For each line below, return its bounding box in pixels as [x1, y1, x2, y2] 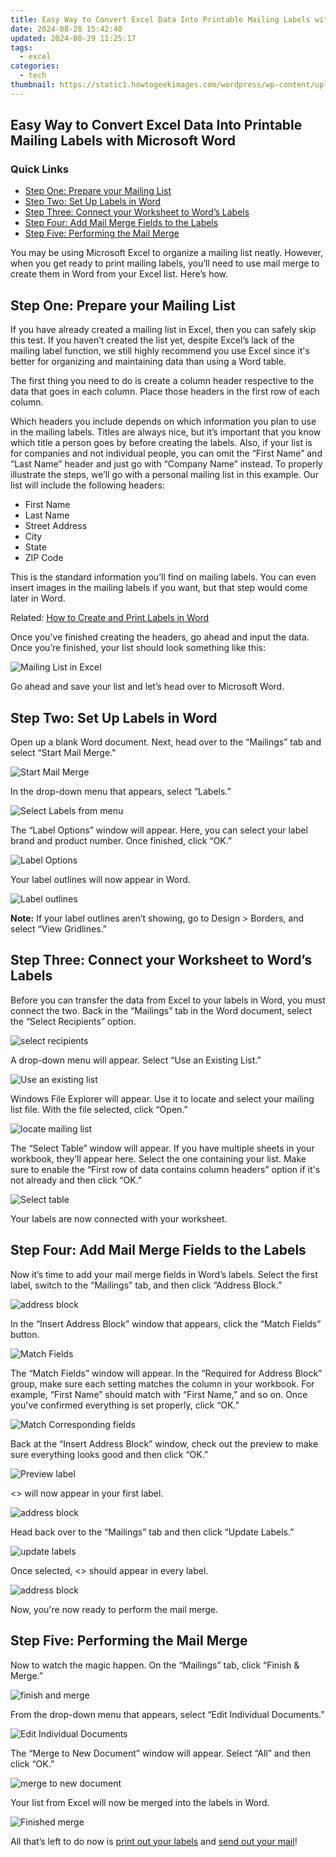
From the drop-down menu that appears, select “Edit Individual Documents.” [10, 1708, 325, 1720]
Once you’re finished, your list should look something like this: [10, 642, 267, 654]
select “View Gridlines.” [10, 923, 107, 935]
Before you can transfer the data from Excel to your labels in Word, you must [10, 994, 326, 1006]
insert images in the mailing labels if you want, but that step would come [10, 582, 308, 594]
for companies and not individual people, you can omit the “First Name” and [10, 447, 323, 460]
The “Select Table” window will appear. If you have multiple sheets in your [10, 1142, 315, 1154]
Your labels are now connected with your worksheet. [10, 1212, 228, 1225]
